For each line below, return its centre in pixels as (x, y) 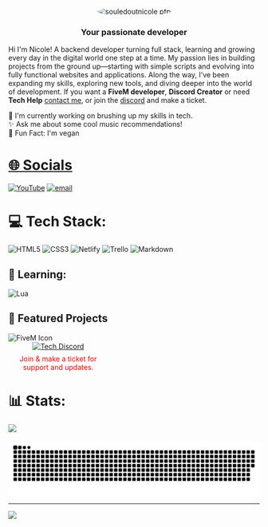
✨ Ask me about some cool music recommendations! (95, 124)
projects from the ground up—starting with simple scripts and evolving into (131, 66)
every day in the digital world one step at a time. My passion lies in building (132, 58)
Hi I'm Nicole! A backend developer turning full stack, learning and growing (132, 49)
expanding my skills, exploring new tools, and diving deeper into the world (130, 84)
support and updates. (58, 367)
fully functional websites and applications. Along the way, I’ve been (119, 75)
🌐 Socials (41, 165)
